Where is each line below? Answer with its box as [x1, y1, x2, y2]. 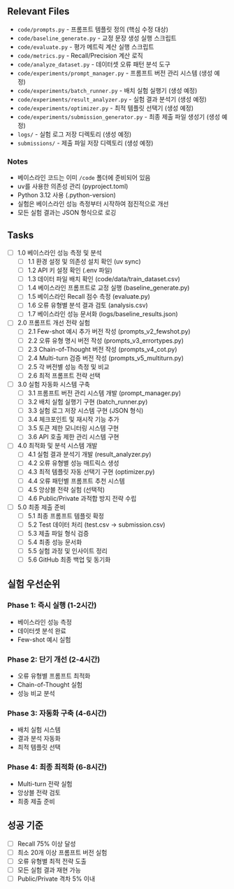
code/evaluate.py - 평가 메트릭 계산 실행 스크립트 [17, 42, 154, 51]
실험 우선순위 [7, 578, 61, 590]
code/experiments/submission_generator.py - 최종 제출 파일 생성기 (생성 [17, 112, 221, 121]
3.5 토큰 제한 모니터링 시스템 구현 [27, 424, 119, 432]
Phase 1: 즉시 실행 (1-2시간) [7, 601, 97, 611]
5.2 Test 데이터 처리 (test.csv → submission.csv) [27, 520, 166, 529]
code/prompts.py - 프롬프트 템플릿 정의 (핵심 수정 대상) [17, 24, 169, 34]
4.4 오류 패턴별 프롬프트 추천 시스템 [27, 476, 126, 485]
